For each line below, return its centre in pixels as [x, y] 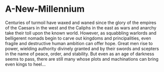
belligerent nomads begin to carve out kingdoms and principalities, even [78, 38]
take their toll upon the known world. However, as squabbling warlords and [81, 33]
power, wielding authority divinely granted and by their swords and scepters [82, 48]
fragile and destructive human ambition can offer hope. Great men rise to [79, 43]
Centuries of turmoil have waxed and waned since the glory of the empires [81, 23]
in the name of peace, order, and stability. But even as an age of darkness [80, 54]
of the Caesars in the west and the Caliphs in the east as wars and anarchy [81, 27]
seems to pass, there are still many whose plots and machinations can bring [82, 59]
